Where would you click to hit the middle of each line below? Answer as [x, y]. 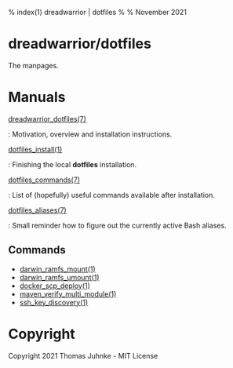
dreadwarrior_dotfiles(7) [47, 118]
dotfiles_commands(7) [44, 180]
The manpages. [33, 65]
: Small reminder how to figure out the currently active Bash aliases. [117, 225]
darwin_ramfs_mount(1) [57, 269]
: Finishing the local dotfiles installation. [73, 164]
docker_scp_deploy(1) [55, 286]
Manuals [37, 97]
